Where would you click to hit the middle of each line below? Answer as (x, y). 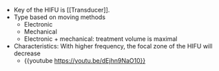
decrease (27, 53)
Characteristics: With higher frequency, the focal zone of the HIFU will (113, 46)
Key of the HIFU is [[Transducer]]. (62, 10)
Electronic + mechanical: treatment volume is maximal (101, 39)
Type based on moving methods (59, 17)
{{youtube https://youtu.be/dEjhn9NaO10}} (85, 60)
